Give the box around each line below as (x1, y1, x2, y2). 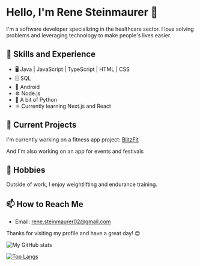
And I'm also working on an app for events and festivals (6, 147, 144, 155)
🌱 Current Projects (6, 120, 77, 130)
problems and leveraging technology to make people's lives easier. (6, 31, 172, 39)
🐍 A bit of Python (14, 96, 58, 103)
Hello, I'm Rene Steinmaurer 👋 (6, 5, 158, 19)
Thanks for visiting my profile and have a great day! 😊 (6, 230, 141, 237)
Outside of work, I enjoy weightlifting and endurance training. (6, 181, 158, 188)
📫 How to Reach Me (6, 199, 83, 209)
